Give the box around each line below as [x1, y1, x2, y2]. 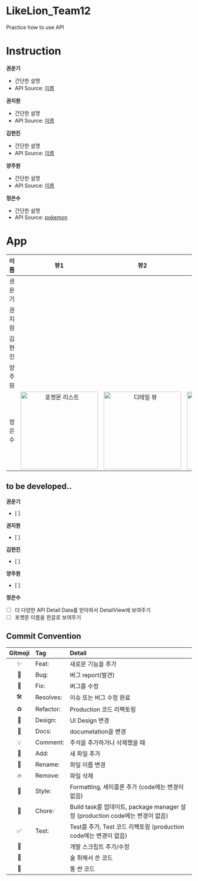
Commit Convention [6, 631, 81, 641]
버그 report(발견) [70, 671, 115, 679]
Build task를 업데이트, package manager [70, 802, 179, 811]
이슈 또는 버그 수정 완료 [70, 694, 131, 702]
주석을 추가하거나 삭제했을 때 [70, 738, 146, 746]
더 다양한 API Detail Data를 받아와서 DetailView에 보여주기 [14, 606, 151, 614]
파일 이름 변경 [70, 761, 106, 769]
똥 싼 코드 [70, 864, 95, 873]
